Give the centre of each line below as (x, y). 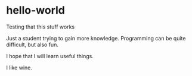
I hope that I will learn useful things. (50, 56)
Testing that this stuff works (41, 27)
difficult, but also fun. (32, 45)
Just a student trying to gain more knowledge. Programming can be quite (96, 38)
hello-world (36, 10)
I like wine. (19, 67)
